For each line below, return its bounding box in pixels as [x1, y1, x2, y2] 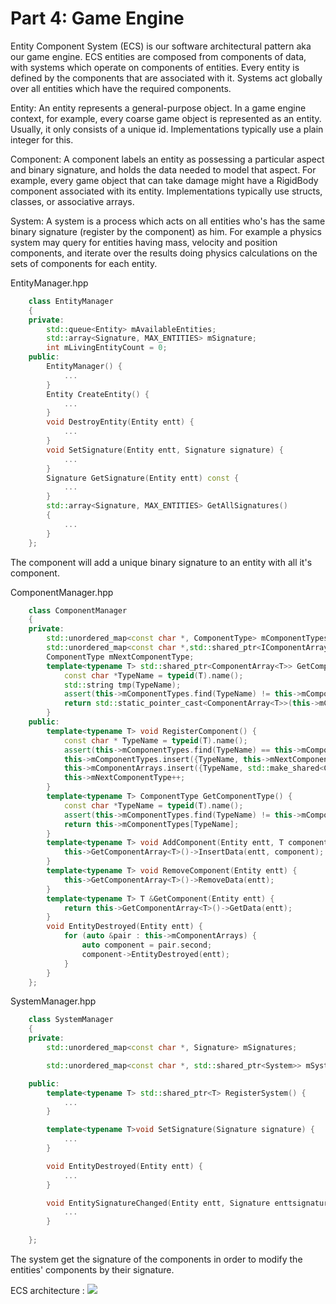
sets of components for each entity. [10, 257, 158, 269]
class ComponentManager [28, 605, 128, 616]
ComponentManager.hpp [10, 586, 114, 598]
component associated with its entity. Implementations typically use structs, [10, 185, 323, 197]
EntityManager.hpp [10, 277, 89, 289]
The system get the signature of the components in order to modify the [10, 1253, 303, 1265]
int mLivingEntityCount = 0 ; [46, 343, 168, 353]
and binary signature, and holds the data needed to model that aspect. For [10, 163, 317, 176]
